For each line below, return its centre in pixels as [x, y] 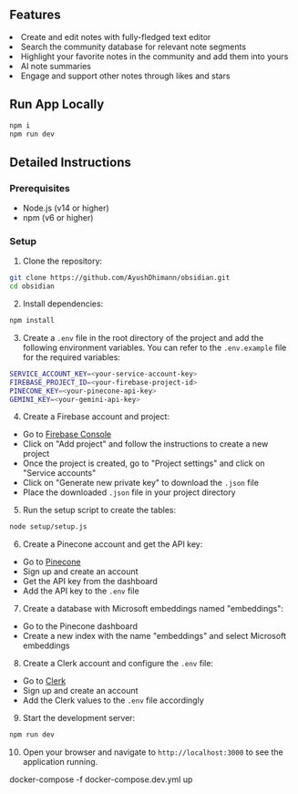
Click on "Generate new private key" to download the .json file [141, 483]
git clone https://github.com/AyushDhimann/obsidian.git [120, 278]
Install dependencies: [63, 304]
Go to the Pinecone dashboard [80, 626]
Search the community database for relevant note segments [134, 46]
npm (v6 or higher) [58, 218]
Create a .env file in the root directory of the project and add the [143, 337]
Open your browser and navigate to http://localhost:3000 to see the [153, 752]
